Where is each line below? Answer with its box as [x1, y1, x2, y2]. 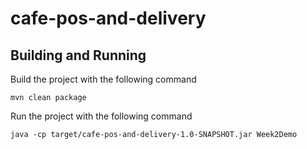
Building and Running [10, 47, 147, 64]
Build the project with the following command [10, 73, 197, 85]
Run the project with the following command [10, 110, 193, 122]
